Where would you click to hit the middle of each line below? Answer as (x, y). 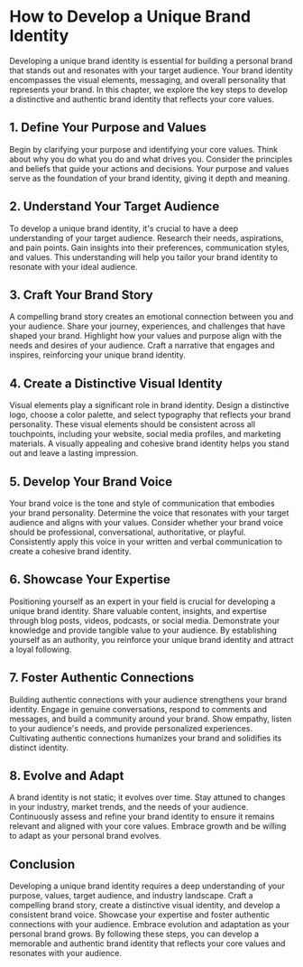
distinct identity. (39, 748)
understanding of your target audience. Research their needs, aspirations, (147, 237)
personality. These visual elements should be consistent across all (132, 424)
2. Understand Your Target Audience (115, 206)
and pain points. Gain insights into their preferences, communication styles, (150, 247)
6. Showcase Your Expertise (90, 580)
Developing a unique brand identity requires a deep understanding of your (147, 886)
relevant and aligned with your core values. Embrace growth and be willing (148, 826)
